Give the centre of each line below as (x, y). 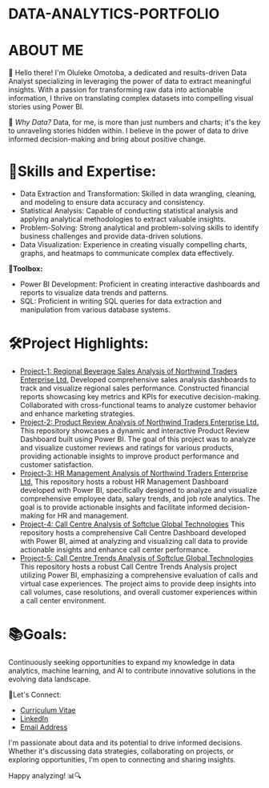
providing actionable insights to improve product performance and (129, 456)
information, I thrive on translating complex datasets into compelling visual (131, 98)
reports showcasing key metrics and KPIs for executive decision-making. (140, 396)
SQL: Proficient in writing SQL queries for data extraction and (121, 302)
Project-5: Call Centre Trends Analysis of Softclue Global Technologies (137, 558)
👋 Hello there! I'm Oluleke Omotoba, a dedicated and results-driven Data (128, 73)
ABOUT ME (46, 51)
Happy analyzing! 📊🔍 (45, 775)
